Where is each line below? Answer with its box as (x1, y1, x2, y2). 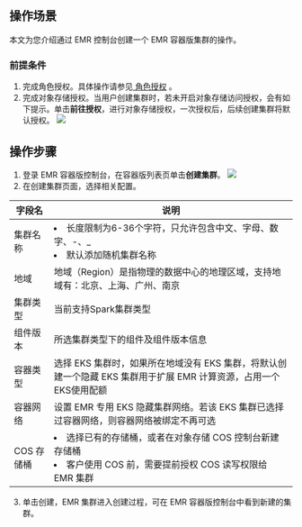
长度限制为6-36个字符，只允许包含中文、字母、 (66, 222, 270, 234)
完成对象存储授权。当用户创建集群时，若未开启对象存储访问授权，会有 (22, 93, 283, 104)
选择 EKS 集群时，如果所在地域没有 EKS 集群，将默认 (53, 357, 279, 369)
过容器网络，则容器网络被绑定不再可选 (53, 413, 217, 426)
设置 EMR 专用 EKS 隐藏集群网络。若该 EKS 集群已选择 (53, 400, 285, 413)
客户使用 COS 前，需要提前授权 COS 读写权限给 (66, 458, 268, 470)
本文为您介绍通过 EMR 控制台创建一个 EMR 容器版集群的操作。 (9, 34, 241, 45)
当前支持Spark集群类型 (53, 303, 151, 315)
